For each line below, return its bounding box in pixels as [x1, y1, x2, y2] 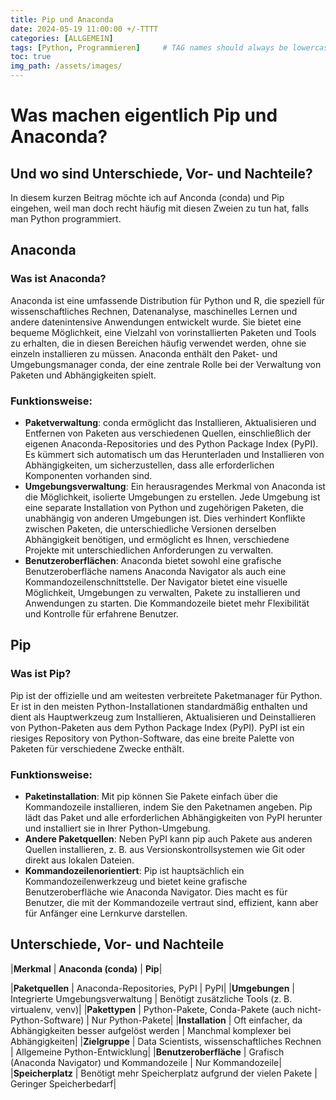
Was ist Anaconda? [10, 272, 107, 286]
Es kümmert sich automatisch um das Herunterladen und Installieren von [24, 448, 325, 460]
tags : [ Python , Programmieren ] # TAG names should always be [10, 42, 288, 53]
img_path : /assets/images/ [10, 61, 123, 71]
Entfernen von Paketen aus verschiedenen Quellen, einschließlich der [24, 427, 312, 439]
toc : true [10, 52, 52, 62]
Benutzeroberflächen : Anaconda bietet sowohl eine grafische [24, 554, 282, 566]
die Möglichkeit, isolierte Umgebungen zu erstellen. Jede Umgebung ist [24, 491, 321, 503]
